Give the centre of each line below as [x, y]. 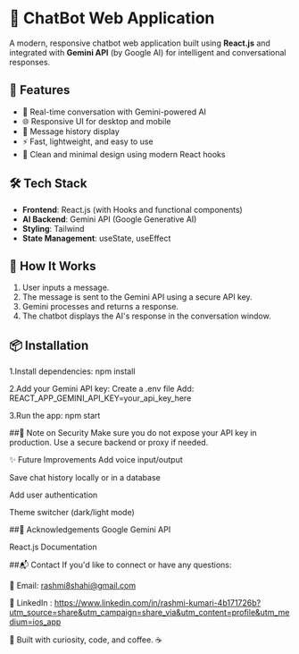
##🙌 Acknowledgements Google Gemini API [90, 530]
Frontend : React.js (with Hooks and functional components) [132, 209]
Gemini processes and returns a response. [100, 307]
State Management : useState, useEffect [96, 238]
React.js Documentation [53, 547]
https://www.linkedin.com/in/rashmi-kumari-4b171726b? [158, 603]
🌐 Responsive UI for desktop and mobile [96, 121]
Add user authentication [54, 495]
